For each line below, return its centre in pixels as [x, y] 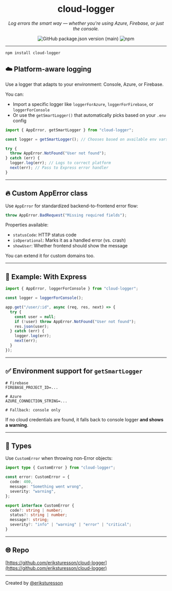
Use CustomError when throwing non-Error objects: [59, 458]
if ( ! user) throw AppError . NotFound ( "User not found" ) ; [76, 321]
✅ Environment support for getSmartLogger [74, 371]
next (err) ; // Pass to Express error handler [59, 168]
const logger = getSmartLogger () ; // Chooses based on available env [81, 139]
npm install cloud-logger [33, 53]
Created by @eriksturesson [34, 583]
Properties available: [27, 225]
